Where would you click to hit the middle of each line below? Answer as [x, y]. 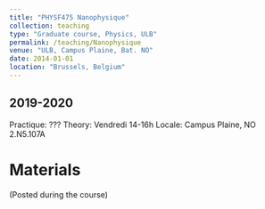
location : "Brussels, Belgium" [67, 68]
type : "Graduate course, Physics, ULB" [83, 34]
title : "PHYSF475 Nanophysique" [69, 17]
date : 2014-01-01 [41, 59]
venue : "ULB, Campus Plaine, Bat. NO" [81, 51]
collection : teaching [50, 26]
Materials [45, 169]
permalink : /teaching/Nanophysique [75, 42]
